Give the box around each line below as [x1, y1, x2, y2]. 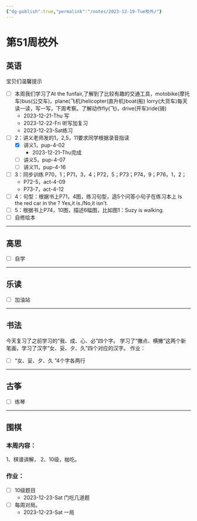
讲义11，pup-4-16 [23, 163, 66, 170]
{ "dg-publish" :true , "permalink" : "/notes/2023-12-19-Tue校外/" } [6, 8, 162, 15]
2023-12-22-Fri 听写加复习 [23, 119, 88, 126]
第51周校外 [6, 36, 59, 49]
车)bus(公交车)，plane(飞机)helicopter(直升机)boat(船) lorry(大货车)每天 [14, 98, 188, 105]
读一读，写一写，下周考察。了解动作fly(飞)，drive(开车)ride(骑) [14, 105, 167, 112]
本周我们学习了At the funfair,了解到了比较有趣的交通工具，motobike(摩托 [14, 90, 191, 97]
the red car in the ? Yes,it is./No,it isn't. [14, 200, 108, 207]
